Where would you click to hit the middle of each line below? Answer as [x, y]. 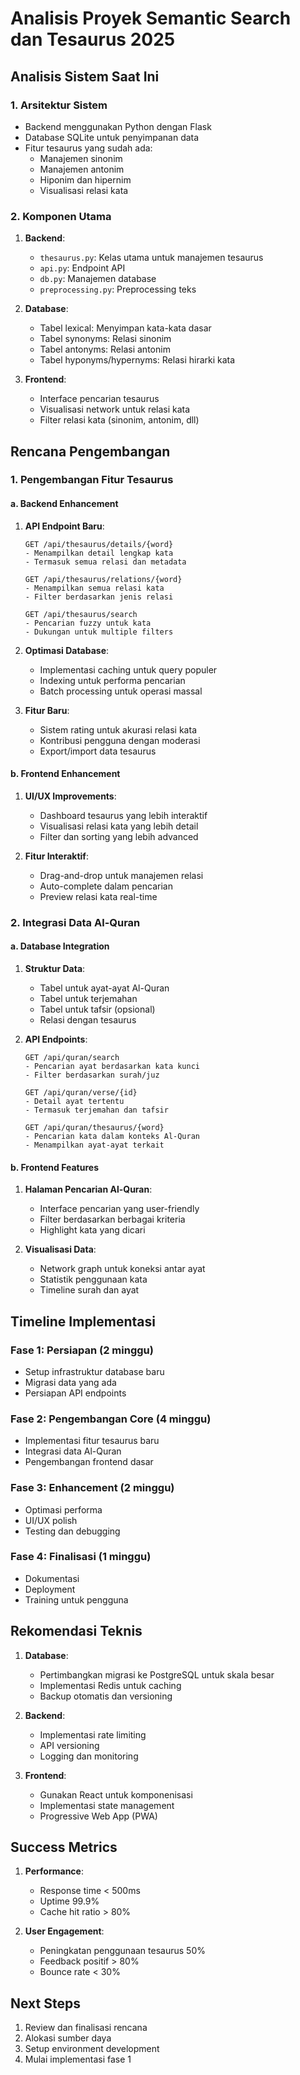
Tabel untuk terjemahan [88, 999]
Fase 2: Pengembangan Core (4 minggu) [111, 1419]
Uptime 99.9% [69, 1901]
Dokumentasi [52, 1578]
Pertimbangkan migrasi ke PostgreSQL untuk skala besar [157, 1674]
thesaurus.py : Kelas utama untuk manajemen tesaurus [151, 258]
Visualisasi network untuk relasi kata [115, 409]
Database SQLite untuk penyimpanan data [112, 137]
